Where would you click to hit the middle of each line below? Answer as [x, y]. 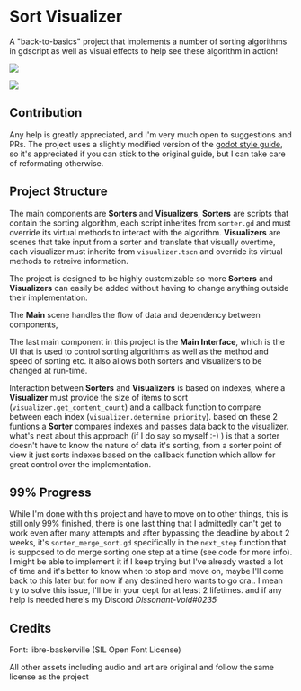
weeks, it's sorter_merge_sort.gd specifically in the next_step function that [148, 543]
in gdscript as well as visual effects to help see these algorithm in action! [144, 50]
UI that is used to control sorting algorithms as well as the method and [139, 351]
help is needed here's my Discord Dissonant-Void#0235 [113, 600]
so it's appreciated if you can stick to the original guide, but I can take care [147, 154]
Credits [31, 628]
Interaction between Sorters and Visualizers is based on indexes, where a [147, 387]
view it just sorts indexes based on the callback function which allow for [142, 455]
